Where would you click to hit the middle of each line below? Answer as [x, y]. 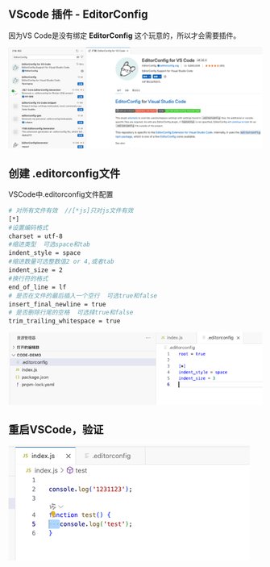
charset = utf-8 [35, 236]
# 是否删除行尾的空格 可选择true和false [71, 313]
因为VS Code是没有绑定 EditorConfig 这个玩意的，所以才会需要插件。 [125, 35]
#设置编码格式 [28, 227]
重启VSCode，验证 [56, 429]
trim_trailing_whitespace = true [64, 321]
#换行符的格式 [28, 278]
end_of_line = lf [37, 287]
